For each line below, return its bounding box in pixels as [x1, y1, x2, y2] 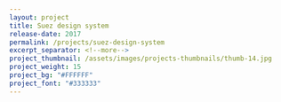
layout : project [9, 12, 69, 22]
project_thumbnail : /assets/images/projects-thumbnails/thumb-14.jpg [9, 54, 273, 63]
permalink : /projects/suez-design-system [9, 37, 165, 47]
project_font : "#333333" [9, 79, 101, 88]
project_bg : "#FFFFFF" [9, 71, 93, 80]
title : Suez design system [9, 21, 109, 30]
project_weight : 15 [9, 63, 82, 72]
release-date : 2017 [9, 29, 82, 38]
